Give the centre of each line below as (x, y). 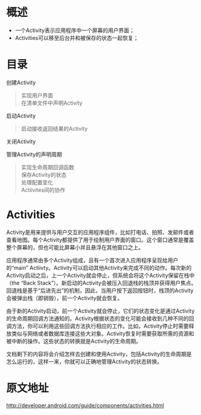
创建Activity (21, 82)
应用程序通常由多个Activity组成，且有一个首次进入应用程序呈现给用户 (92, 260)
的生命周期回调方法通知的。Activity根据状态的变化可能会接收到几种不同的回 (100, 318)
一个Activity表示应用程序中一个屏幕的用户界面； (75, 30)
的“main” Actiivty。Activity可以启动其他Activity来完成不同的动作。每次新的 (99, 267)
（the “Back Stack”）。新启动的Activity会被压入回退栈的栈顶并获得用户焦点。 (101, 283)
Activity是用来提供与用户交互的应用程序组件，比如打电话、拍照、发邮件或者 (100, 232)
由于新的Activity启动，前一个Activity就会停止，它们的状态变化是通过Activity (101, 311)
